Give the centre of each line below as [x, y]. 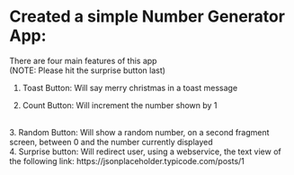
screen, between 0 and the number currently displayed [111, 142]
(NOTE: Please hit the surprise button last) [88, 70]
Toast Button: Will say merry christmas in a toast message [130, 87]
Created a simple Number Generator [147, 17]
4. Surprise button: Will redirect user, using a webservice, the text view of [145, 152]
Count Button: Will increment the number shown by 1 [120, 105]
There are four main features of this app [83, 60]
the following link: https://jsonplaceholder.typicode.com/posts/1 [127, 161]
